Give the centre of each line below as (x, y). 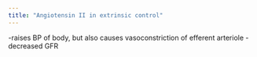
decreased (26, 46)
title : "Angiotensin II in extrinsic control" (86, 15)
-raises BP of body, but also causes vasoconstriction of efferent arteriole (126, 37)
